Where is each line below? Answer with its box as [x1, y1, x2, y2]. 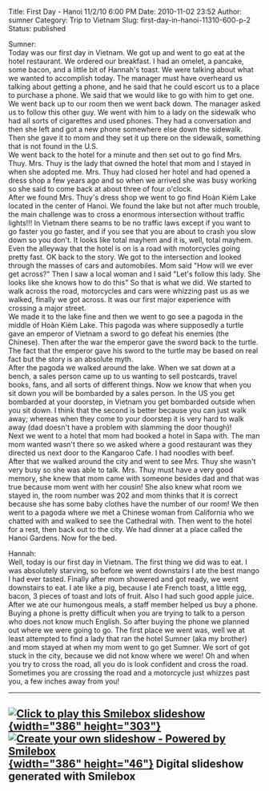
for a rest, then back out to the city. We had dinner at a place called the [8, 525, 243, 534]
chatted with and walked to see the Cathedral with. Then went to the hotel [8, 516, 252, 526]
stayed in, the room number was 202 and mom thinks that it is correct [8, 490, 239, 500]
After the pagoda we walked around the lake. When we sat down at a [8, 363, 236, 372]
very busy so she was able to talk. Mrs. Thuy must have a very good [8, 465, 234, 474]
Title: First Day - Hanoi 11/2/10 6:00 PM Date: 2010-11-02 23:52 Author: [8, 7, 243, 16]
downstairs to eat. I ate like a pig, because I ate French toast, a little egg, [8, 583, 247, 592]
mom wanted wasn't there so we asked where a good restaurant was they [8, 440, 253, 449]
